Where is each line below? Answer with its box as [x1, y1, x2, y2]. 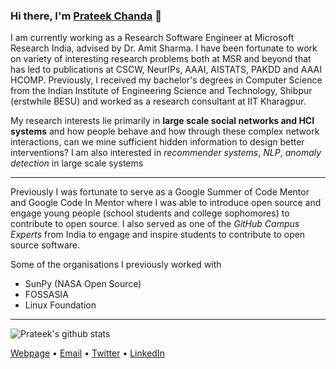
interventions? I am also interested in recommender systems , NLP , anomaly [10, 147, 322, 159]
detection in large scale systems [10, 157, 144, 169]
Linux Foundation [24, 299, 97, 311]
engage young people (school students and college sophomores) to [10, 207, 290, 219]
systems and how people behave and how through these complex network [10, 125, 320, 138]
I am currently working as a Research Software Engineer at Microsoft [10, 32, 295, 44]
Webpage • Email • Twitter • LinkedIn [10, 347, 165, 359]
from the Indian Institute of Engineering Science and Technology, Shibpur [10, 85, 313, 97]
